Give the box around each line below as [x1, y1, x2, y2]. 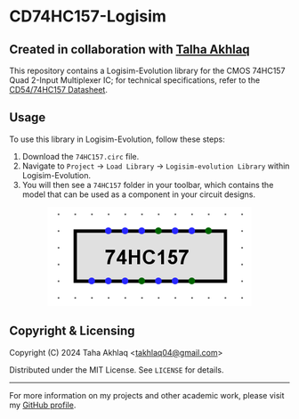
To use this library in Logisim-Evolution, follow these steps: [9, 134, 225, 144]
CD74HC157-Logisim [9, 6, 167, 27]
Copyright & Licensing [9, 324, 135, 339]
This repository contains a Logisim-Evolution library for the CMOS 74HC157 [9, 65, 286, 76]
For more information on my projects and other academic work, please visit [9, 390, 285, 400]
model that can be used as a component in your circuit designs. [21, 189, 256, 200]
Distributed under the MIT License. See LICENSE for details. [9, 364, 224, 375]
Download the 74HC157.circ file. [21, 151, 140, 161]
